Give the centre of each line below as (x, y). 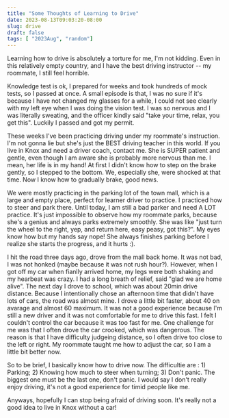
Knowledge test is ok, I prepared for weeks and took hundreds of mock (107, 86)
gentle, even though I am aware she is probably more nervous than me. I (109, 158)
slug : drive (24, 26)
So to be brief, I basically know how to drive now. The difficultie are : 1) (107, 365)
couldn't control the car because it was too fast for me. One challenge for (110, 323)
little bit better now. (34, 352)
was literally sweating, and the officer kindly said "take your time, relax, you (113, 115)
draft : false (26, 33)
